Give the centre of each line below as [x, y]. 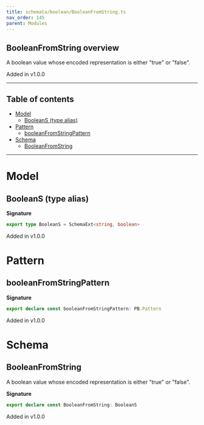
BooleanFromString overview [63, 48]
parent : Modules [27, 23]
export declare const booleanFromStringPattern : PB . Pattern [84, 309]
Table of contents [40, 99]
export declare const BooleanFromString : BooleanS [72, 405]
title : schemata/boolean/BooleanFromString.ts [66, 12]
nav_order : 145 [25, 18]
